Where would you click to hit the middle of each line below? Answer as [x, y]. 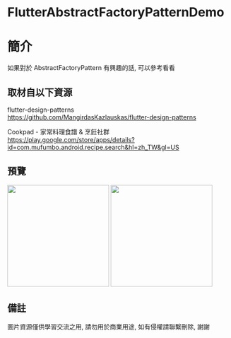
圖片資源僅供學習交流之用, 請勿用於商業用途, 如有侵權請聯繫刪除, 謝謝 [108, 327]
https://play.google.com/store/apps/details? [71, 139]
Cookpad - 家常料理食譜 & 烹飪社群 [59, 132]
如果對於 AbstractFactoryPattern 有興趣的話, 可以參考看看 [91, 68]
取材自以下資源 [40, 92]
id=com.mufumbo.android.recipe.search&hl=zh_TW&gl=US [93, 147]
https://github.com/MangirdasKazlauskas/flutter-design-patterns [102, 117]
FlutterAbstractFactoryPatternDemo [116, 12]
